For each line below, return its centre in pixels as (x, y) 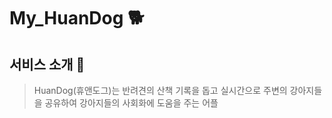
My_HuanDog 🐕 (77, 18)
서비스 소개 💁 (47, 64)
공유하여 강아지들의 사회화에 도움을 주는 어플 (131, 103)
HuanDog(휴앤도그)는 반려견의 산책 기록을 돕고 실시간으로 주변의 (160, 90)
